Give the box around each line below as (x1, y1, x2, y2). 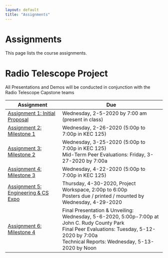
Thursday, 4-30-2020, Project (62, 180, 136, 187)
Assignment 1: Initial (7, 110, 55, 117)
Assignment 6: (7, 222, 42, 229)
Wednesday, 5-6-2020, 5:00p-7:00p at (62, 213, 159, 220)
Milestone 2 (7, 151, 36, 158)
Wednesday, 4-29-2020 (62, 199, 122, 206)
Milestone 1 (7, 131, 36, 138)
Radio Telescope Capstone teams (5, 90, 74, 96)
